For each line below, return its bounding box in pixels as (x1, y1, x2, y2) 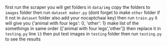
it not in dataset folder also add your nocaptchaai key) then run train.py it (5, 15, 158, 20)
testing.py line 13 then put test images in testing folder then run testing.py (5, 31, 162, 36)
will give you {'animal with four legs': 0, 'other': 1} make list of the (5, 20, 139, 26)
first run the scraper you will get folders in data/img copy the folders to (5, 4, 151, 10)
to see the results (5, 36, 41, 42)
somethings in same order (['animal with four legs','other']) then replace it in (5, 25, 161, 31)
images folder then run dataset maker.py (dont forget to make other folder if (5, 9, 161, 15)
